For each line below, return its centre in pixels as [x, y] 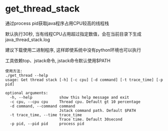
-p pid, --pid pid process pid [47, 123]
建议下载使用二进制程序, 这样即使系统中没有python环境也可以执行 [73, 50]
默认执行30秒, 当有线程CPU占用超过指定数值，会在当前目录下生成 [73, 34]
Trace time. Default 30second [91, 119]
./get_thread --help [27, 75]
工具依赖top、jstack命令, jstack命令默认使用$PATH [58, 60]
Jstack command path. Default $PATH [98, 110]
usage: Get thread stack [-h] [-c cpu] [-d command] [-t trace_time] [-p [84, 80]
